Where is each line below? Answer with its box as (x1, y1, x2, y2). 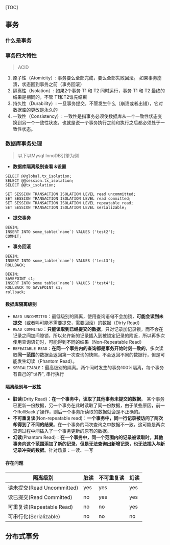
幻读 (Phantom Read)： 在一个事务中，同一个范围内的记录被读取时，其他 (12, 434, 163, 441)
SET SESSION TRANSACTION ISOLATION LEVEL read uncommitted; (5, 192, 136, 197)
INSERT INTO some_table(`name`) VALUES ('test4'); (5, 280, 115, 286)
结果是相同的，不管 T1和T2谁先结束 (12, 94, 88, 100)
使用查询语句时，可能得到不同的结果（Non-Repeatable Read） (12, 339, 144, 345)
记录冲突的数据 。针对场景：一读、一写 (12, 447, 93, 453)
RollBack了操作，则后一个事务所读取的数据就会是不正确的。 (17, 409, 143, 415)
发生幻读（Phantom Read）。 (17, 358, 78, 364)
